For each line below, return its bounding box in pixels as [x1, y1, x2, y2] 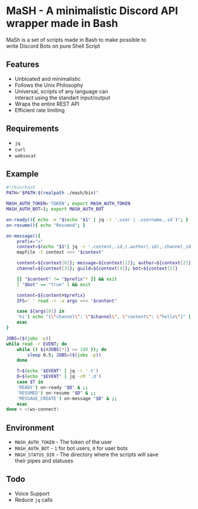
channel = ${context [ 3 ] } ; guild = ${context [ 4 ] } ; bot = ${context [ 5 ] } [16, 265, 178, 271]
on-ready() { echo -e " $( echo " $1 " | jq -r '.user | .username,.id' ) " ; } [6, 216, 189, 222]
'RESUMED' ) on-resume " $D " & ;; [16, 390, 96, 396]
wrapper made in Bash [6, 17, 118, 30]
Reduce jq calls [14, 496, 53, 503]
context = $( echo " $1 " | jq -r [16, 244, 85, 250]
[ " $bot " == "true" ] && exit [16, 281, 91, 287]
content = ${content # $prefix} [16, 292, 85, 298]
